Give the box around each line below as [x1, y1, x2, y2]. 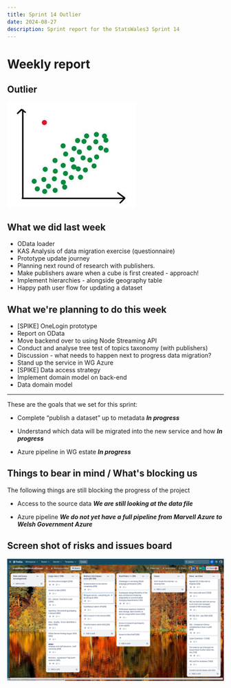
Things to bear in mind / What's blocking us [7, 467, 198, 479]
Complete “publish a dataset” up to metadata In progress [16, 414, 180, 422]
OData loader [16, 240, 55, 248]
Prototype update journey [16, 254, 90, 263]
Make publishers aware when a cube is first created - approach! [16, 269, 199, 277]
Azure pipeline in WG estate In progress [16, 448, 131, 456]
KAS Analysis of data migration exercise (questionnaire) [16, 247, 175, 255]
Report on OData [16, 330, 65, 337]
